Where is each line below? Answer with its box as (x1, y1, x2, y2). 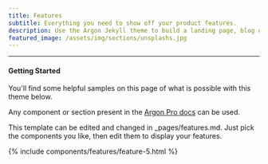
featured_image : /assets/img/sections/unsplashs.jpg (8, 33, 187, 42)
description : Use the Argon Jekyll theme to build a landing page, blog (8, 26, 255, 34)
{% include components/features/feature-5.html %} (8, 146, 178, 156)
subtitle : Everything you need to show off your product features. (8, 19, 238, 27)
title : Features (8, 11, 62, 20)
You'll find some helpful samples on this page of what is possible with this (8, 84, 251, 93)
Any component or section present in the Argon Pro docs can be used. (8, 107, 241, 117)
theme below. (8, 92, 53, 102)
